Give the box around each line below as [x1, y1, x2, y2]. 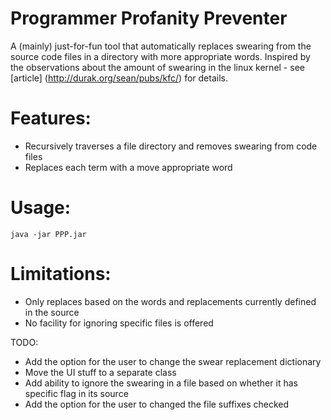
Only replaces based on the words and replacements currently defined [24, 295, 317, 307]
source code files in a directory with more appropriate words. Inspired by [10, 50, 311, 62]
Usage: [10, 197, 72, 219]
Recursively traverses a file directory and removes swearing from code [24, 140, 318, 152]
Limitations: [10, 263, 112, 285]
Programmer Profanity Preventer [10, 7, 288, 30]
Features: [10, 107, 92, 130]
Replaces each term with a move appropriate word [24, 161, 233, 173]
